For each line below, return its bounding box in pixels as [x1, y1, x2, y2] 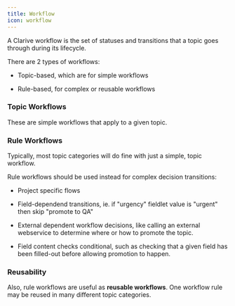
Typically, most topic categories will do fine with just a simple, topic [7, 152, 202, 160]
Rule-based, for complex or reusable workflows [17, 84, 156, 93]
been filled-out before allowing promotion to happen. [17, 250, 170, 258]
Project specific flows [17, 186, 81, 195]
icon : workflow [7, 17, 52, 24]
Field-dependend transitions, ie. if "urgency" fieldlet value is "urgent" [17, 200, 218, 208]
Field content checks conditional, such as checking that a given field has [17, 242, 228, 250]
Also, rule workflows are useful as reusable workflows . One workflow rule [7, 283, 223, 292]
